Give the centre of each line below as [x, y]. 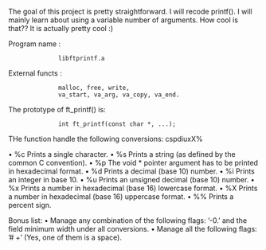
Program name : [35, 44]
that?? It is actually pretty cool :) [61, 28]
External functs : [35, 73]
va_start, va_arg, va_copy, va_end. [119, 95]
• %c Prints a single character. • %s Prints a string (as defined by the [122, 154]
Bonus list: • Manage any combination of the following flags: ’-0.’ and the [128, 221]
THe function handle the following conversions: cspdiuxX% [106, 139]
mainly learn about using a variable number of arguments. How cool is [123, 20]
